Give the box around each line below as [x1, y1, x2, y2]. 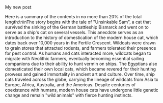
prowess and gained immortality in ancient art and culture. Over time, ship [5, 71, 155, 77]
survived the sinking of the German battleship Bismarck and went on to [5, 24, 149, 30]
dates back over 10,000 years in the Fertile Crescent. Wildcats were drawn [5, 40, 156, 46]
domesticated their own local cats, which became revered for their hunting [5, 66, 156, 72]
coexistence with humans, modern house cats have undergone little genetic [5, 87, 159, 93]
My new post [5, 4, 32, 10]
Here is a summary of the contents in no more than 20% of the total [5, 14, 142, 19]
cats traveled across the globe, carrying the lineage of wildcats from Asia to [5, 76, 159, 82]
